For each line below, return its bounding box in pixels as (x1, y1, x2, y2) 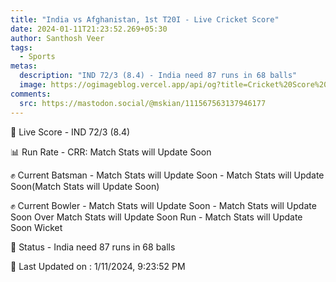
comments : (10, 89, 52, 99)
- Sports (19, 52, 56, 62)
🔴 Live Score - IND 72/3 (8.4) (10, 126, 131, 138)
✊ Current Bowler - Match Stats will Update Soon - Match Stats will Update (10, 199, 317, 211)
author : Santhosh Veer (10, 33, 105, 43)
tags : (10, 42, 33, 53)
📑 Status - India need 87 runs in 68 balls (10, 241, 176, 253)
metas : (10, 61, 38, 71)
